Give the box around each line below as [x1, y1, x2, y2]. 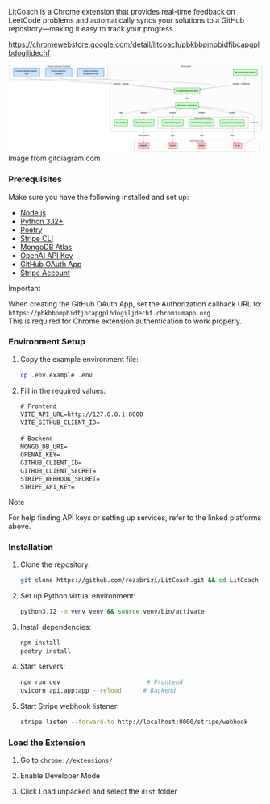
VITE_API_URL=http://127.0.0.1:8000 [19, 410, 143, 419]
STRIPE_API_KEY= [19, 483, 75, 491]
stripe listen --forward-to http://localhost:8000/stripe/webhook [19, 718, 248, 727]
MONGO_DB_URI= [19, 443, 68, 451]
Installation [8, 541, 54, 552]
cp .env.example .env [19, 371, 93, 379]
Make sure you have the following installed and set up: [8, 192, 189, 202]
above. [8, 521, 31, 531]
